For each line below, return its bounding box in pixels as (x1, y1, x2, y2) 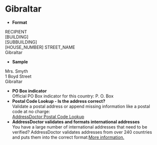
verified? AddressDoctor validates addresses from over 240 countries (12, 129, 152, 135)
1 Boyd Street (5, 73, 32, 79)
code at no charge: (12, 108, 50, 114)
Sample (12, 59, 28, 64)
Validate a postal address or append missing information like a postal (12, 103, 150, 109)
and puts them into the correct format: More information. (12, 134, 124, 140)
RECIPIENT (5, 29, 28, 34)
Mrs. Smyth (5, 68, 28, 74)
